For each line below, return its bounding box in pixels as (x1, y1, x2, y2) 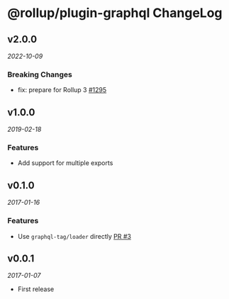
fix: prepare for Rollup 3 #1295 (17, 86, 107, 94)
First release (17, 285, 55, 293)
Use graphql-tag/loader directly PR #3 (17, 232, 131, 240)
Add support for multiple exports (17, 159, 113, 167)
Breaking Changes (7, 69, 73, 79)
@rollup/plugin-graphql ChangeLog (7, 5, 223, 21)
